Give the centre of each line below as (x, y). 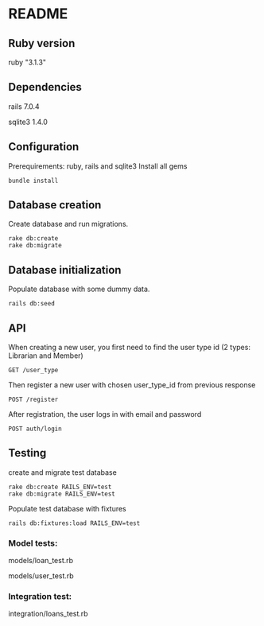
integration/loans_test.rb (49, 614)
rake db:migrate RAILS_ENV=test (62, 494)
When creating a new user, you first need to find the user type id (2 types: (129, 348)
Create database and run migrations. (68, 224)
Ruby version (42, 43)
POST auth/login (35, 429)
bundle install (33, 181)
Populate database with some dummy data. (79, 289)
